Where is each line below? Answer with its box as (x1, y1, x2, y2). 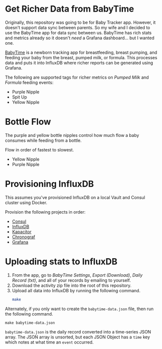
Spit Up (12, 94, 28, 100)
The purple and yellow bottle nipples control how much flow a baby (5, 132, 139, 138)
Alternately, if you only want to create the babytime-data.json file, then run (5, 306, 154, 312)
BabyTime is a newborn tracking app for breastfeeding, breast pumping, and (5, 50, 157, 55)
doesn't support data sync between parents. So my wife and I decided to (5, 24, 150, 30)
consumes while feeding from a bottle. (5, 137, 82, 143)
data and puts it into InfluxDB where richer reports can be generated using (5, 60, 153, 66)
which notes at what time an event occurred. (5, 339, 94, 345)
